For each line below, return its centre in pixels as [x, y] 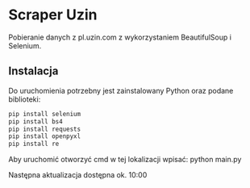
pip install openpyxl [45, 136]
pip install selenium [45, 114]
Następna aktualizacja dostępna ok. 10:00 [78, 175]
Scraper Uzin [53, 15]
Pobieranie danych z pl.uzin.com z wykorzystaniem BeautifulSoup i [120, 37]
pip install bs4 [35, 121]
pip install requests [45, 129]
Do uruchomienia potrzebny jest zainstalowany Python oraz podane [121, 90]
